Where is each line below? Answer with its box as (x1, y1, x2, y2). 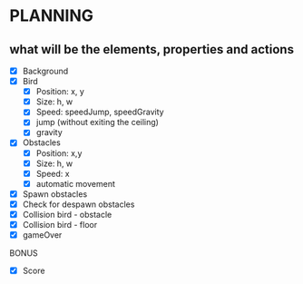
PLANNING (9, 5, 93, 26)
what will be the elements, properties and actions (9, 42, 295, 57)
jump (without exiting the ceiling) (35, 117, 159, 128)
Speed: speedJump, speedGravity (35, 106, 165, 118)
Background (22, 65, 69, 76)
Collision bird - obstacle (22, 209, 112, 220)
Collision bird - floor (22, 219, 98, 230)
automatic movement (35, 178, 116, 189)
